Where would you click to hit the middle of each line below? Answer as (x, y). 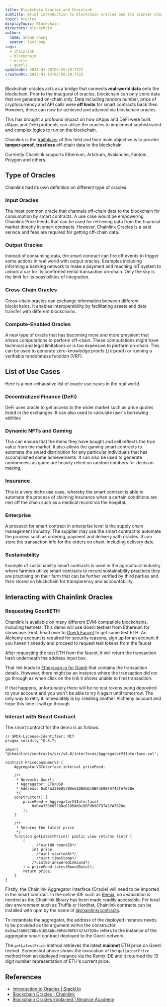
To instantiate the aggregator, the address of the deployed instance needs (81, 920)
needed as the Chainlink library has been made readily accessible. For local (83, 900)
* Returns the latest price (45, 828)
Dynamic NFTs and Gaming (39, 430)
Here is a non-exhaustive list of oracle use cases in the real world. (73, 384)
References (23, 977)
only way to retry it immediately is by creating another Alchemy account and (83, 698)
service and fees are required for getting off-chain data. (62, 232)
